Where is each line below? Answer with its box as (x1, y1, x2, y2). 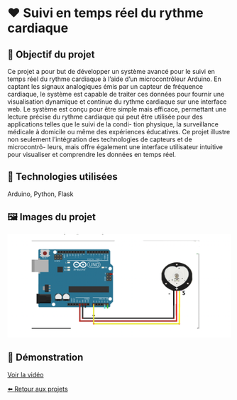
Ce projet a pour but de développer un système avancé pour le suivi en (7, 67, 215, 75)
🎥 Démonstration (7, 352, 84, 364)
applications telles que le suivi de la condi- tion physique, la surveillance (7, 120, 219, 129)
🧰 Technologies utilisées (7, 171, 118, 183)
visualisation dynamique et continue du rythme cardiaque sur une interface (7, 97, 227, 106)
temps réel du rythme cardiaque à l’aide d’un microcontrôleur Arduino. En (7, 75, 222, 83)
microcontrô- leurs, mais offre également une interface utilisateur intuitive (7, 143, 224, 151)
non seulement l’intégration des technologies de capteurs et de (7, 135, 193, 144)
